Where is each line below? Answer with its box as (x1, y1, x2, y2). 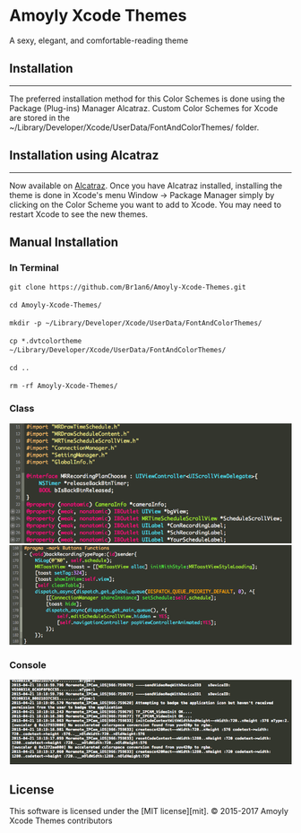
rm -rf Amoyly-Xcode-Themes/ (9, 382, 118, 391)
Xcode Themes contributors (9, 815, 113, 826)
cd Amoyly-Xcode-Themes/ (9, 301, 102, 310)
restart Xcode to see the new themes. (9, 208, 149, 220)
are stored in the (9, 112, 70, 123)
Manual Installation (9, 234, 119, 249)
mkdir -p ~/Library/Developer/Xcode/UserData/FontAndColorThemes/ (9, 319, 262, 328)
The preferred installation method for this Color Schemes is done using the (9, 93, 285, 104)
